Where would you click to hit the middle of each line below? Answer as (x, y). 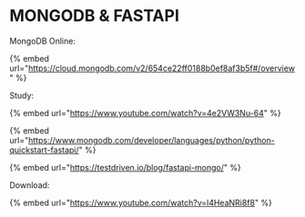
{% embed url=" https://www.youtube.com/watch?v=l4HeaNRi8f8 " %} (141, 202)
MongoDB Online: (42, 41)
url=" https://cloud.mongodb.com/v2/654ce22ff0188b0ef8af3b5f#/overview (152, 68)
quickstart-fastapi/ (44, 150)
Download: (30, 185)
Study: (22, 95)
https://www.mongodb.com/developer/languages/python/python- (151, 140)
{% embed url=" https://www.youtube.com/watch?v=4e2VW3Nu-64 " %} (145, 113)
